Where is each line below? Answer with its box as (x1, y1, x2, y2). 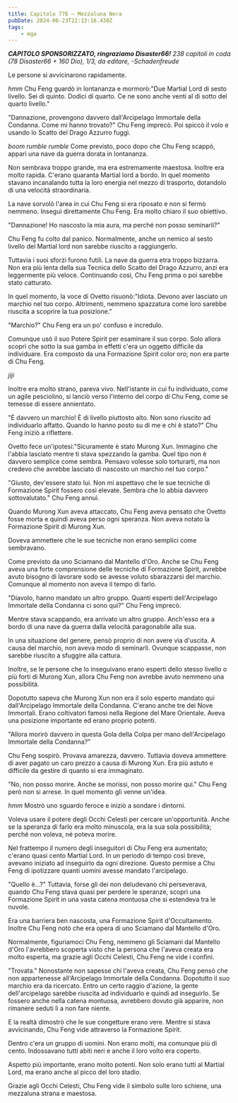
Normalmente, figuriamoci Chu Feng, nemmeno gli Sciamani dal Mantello (8, 938, 221, 946)
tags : (8, 23, 24, 30)
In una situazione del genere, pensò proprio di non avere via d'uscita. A (8, 636, 215, 645)
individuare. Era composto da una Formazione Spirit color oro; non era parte (8, 350, 230, 358)
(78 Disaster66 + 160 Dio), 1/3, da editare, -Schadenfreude (8, 57, 179, 66)
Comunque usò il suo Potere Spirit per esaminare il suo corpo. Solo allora (8, 334, 221, 344)
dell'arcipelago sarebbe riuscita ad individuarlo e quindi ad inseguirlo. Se (8, 989, 220, 997)
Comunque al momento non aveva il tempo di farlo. (8, 580, 157, 589)
